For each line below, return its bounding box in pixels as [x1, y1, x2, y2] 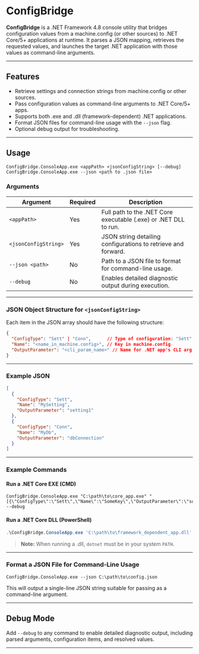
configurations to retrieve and [101, 240, 184, 248]
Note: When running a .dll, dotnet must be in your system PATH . [20, 540, 175, 547]
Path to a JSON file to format [101, 257, 181, 265]
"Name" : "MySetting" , [17, 402, 70, 408]
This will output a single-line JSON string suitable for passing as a [6, 584, 167, 591]
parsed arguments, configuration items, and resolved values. [6, 636, 155, 643]
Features [6, 72, 40, 82]
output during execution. [101, 281, 170, 289]
